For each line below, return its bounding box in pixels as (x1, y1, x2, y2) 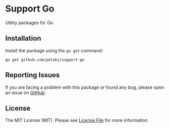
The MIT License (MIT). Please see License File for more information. (5, 117, 149, 123)
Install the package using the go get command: (5, 47, 103, 53)
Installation (5, 34, 41, 43)
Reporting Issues (5, 71, 60, 79)
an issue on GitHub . (5, 89, 46, 95)
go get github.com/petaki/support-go (5, 57, 85, 62)
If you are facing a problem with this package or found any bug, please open (5, 84, 164, 90)
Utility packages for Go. (5, 20, 54, 26)
